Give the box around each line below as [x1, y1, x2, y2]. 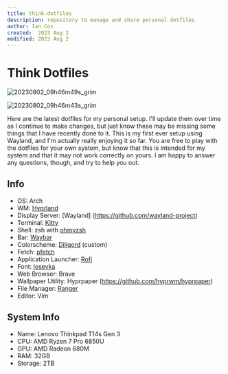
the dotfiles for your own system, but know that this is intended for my [7, 144, 206, 152]
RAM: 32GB [16, 351, 50, 360]
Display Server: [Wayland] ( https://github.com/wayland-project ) [16, 211, 198, 219]
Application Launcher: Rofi [16, 255, 93, 263]
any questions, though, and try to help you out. [7, 159, 139, 167]
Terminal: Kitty [16, 218, 58, 227]
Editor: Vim [16, 291, 49, 300]
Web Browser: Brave [16, 269, 76, 278]
